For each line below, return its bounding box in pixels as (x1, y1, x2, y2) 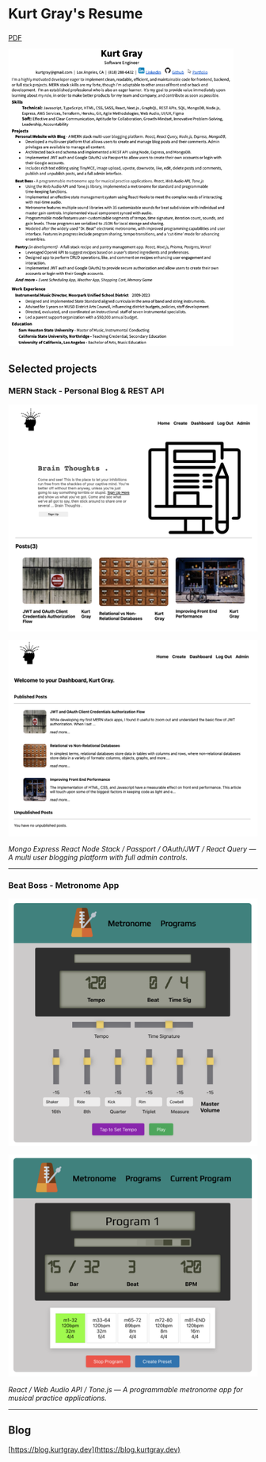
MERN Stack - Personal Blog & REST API (8, 385, 165, 396)
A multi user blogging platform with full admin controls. (8, 853, 188, 863)
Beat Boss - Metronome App (8, 880, 120, 891)
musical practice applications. (8, 1393, 107, 1403)
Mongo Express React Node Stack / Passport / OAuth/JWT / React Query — (8, 844, 256, 854)
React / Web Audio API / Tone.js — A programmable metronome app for (8, 1384, 243, 1394)
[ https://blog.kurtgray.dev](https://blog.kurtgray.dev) (8, 1445, 180, 1454)
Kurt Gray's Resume (8, 5, 143, 23)
